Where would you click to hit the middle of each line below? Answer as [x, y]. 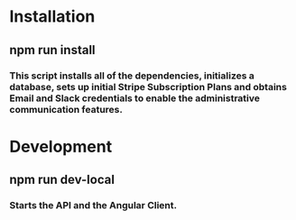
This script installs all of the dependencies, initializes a [132, 76]
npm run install [53, 50]
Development [61, 147]
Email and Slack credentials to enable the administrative [134, 98]
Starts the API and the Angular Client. [93, 205]
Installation [52, 17]
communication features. [66, 109]
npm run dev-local [62, 180]
